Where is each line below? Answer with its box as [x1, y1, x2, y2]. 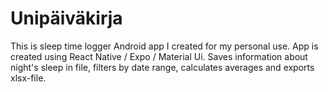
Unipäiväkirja [10, 7, 123, 30]
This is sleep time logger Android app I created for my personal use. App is [10, 40, 319, 52]
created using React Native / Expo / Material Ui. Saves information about [10, 50, 308, 62]
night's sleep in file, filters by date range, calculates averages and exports [10, 61, 315, 73]
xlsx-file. [10, 72, 47, 84]
